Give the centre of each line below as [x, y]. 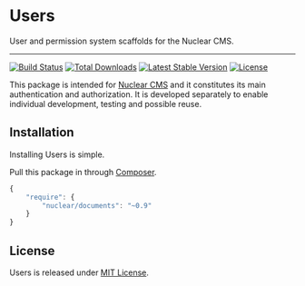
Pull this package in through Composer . [83, 172]
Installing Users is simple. [57, 154]
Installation [42, 133]
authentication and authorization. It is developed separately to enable [139, 94]
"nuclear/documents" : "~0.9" [97, 205]
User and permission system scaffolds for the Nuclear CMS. [122, 41]
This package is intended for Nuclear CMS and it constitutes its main [138, 84]
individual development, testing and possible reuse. [106, 104]
